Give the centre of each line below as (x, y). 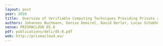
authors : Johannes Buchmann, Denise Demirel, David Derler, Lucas (73, 23)
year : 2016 (16, 14)
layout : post (18, 9)
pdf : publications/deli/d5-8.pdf (39, 32)
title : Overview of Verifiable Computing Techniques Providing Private (80, 18)
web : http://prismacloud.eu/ (34, 36)
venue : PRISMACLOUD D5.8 (30, 27)
